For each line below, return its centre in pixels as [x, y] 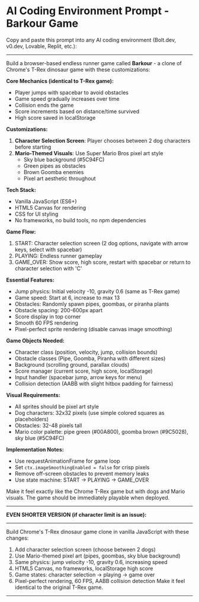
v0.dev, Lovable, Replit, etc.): [41, 46]
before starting [33, 147]
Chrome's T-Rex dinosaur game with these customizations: [78, 69]
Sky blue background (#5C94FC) [64, 159]
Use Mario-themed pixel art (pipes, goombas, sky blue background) [97, 556]
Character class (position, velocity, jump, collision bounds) [86, 352]
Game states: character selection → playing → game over [85, 574]
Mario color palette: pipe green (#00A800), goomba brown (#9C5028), [101, 431]
